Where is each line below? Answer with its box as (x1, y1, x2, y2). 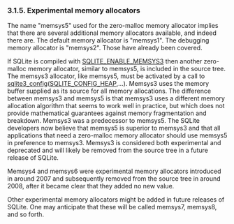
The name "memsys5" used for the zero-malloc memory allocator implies (7, 22, 219, 30)
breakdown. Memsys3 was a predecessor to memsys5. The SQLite (7, 117, 200, 125)
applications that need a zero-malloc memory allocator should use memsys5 (7, 131, 228, 140)
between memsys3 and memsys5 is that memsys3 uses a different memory (7, 94, 226, 103)
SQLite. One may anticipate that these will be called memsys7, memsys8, (7, 203, 217, 211)
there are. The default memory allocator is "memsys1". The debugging (7, 36, 210, 45)
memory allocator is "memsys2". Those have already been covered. (7, 44, 203, 52)
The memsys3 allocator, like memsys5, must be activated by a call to (7, 72, 205, 80)
